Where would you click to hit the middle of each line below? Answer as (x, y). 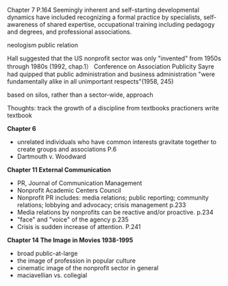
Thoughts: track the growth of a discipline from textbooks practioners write (113, 108)
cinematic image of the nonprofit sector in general (88, 268)
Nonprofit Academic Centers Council (69, 190)
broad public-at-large (47, 253)
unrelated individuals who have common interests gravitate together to (117, 142)
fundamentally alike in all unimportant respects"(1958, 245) (90, 81)
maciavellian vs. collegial (52, 275)
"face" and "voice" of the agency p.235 (73, 219)
